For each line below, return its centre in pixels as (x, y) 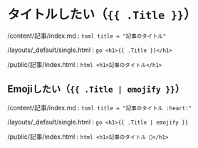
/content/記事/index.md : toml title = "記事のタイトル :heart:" (100, 107)
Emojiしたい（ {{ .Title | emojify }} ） (96, 89)
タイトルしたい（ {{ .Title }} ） (102, 15)
